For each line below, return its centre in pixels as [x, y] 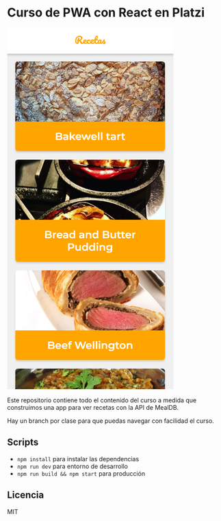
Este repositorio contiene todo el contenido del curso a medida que [102, 400]
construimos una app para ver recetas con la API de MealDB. [93, 407]
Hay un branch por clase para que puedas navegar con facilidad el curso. [110, 421]
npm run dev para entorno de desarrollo [73, 466]
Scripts [23, 442]
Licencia [26, 495]
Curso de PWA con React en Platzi [106, 13]
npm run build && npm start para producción [81, 473]
